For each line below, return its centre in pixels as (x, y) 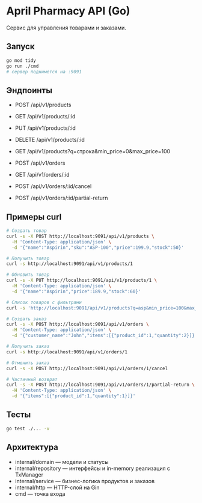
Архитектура (32, 447)
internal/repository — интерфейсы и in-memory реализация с (92, 468)
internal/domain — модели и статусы (62, 462)
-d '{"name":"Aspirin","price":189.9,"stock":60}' (76, 291)
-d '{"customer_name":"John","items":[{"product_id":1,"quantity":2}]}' (105, 336)
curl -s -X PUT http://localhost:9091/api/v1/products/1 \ (82, 281)
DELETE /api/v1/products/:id (50, 140)
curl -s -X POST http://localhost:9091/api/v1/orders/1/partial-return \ (101, 385)
